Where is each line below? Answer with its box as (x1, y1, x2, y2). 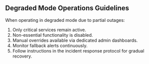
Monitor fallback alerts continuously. (12, 42, 88, 49)
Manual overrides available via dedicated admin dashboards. (12, 37, 138, 43)
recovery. (12, 53, 32, 59)
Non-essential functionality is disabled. (12, 32, 93, 38)
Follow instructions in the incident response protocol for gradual (12, 48, 144, 54)
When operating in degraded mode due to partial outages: (5, 17, 125, 23)
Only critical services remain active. (12, 27, 86, 33)
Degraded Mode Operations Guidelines (5, 4, 129, 12)
